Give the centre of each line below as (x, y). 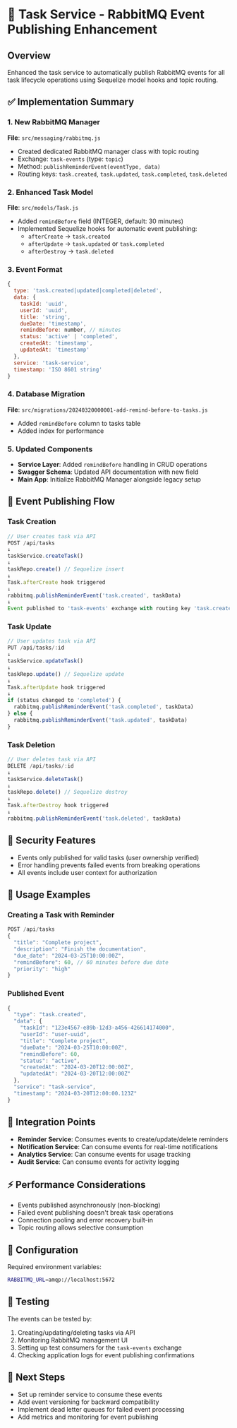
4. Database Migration (46, 394)
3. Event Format (35, 269)
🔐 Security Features (52, 841)
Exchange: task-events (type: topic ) (70, 159)
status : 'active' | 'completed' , (69, 337)
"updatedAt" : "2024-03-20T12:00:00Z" (75, 1074)
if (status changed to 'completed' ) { (64, 701)
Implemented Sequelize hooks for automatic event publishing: (107, 228)
